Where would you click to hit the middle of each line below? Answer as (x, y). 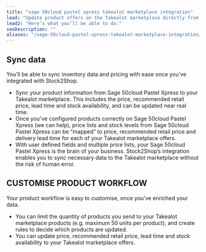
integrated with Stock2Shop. (42, 81)
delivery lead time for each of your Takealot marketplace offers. (96, 138)
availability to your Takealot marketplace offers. (75, 242)
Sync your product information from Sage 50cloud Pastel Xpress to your (106, 92)
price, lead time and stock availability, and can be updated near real (101, 105)
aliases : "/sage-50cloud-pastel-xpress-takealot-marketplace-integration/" (105, 35)
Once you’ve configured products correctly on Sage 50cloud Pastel (101, 118)
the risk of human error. (45, 164)
